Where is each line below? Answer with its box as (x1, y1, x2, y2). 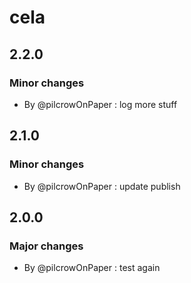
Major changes (9, 239, 84, 253)
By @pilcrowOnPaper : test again (23, 262, 161, 274)
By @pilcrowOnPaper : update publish (23, 180, 181, 192)
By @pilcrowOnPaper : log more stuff (23, 98, 178, 110)
